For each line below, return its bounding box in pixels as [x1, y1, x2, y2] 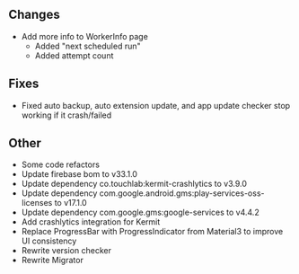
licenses [21, 198, 53, 208]
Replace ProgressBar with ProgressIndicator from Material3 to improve [21, 226, 284, 237]
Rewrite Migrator [21, 255, 84, 266]
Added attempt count [34, 49, 114, 61]
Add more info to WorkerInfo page [21, 31, 149, 41]
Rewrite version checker [21, 245, 111, 256]
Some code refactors [21, 159, 101, 170]
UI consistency [21, 235, 77, 246]
